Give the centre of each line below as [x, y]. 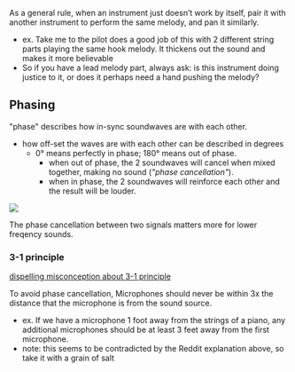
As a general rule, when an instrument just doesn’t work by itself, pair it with [147, 13]
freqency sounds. [41, 233]
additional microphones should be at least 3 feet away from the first [146, 330]
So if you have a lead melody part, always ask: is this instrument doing [150, 67]
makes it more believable [67, 58]
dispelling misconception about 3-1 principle [90, 277]
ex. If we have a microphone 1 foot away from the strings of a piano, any [154, 321]
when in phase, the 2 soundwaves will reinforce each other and [164, 181]
